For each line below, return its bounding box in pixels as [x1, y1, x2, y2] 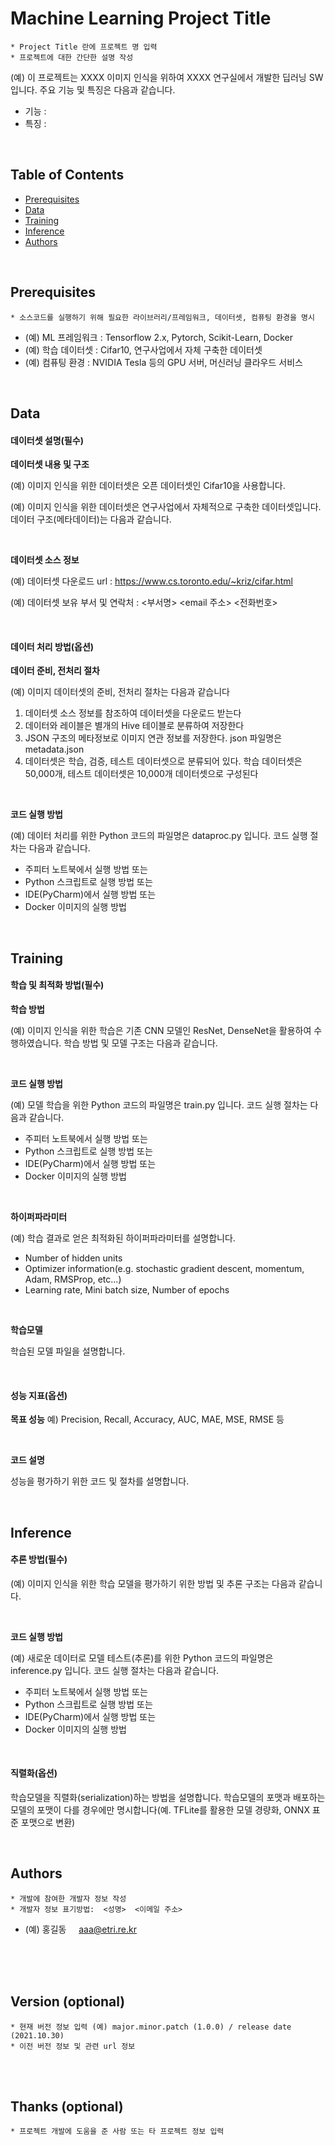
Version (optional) [10, 1993, 126, 2011]
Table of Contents [10, 167, 125, 184]
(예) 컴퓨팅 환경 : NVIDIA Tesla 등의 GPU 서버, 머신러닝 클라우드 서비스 [24, 356, 303, 368]
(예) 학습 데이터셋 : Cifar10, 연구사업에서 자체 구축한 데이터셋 [24, 343, 263, 356]
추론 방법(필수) [10, 1553, 68, 1566]
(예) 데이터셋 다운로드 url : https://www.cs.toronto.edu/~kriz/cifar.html [10, 575, 294, 587]
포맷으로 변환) [20, 1816, 76, 1828]
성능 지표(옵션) [10, 1389, 68, 1401]
